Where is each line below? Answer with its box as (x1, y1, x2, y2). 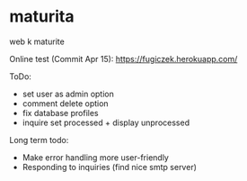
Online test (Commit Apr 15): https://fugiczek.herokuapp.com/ (9, 53, 238, 64)
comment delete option (22, 97, 110, 109)
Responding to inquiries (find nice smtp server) (22, 161, 198, 172)
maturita (9, 6, 75, 27)
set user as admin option (22, 88, 114, 99)
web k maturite (9, 36, 65, 47)
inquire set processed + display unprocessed (22, 117, 190, 128)
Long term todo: (9, 134, 69, 145)
